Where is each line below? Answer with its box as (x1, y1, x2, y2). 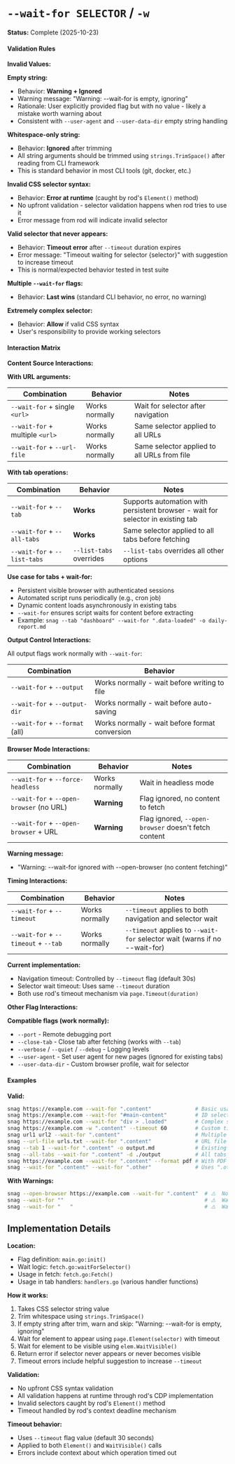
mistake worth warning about (17, 109, 102, 118)
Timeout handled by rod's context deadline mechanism (17, 1406, 177, 1415)
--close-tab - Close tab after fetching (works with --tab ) (17, 1037, 182, 1046)
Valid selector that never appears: (7, 229, 108, 238)
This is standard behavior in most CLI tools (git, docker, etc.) (17, 166, 192, 175)
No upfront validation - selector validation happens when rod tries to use (17, 201, 227, 210)
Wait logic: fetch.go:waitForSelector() (17, 1262, 131, 1271)
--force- (55, 776, 84, 784)
